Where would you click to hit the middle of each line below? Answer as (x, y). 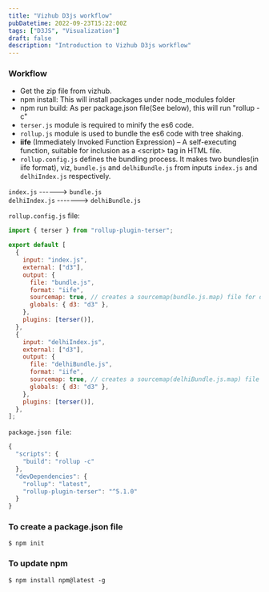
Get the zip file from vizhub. (66, 91)
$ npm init (26, 543)
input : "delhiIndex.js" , (64, 342)
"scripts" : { (37, 454)
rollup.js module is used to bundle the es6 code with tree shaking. (132, 134)
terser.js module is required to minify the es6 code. (107, 125)
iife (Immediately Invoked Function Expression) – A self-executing (128, 142)
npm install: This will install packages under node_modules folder (127, 99)
